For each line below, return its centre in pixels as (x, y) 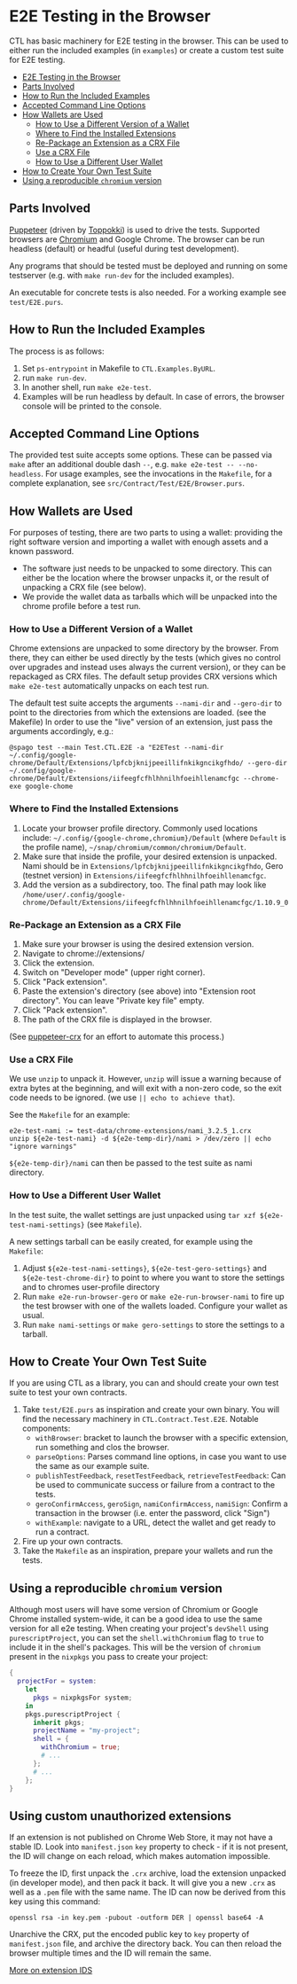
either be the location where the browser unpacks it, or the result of (145, 578)
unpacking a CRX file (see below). (84, 588)
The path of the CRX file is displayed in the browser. (117, 1019)
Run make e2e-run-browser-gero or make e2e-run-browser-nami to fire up (153, 1296)
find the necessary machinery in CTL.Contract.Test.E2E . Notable (140, 1419)
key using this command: (55, 1902)
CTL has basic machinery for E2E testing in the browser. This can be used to (149, 41)
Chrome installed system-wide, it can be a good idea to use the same (136, 1619)
